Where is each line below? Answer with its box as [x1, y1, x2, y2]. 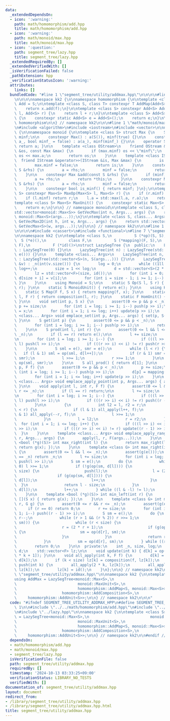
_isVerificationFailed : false [10, 69, 73, 74]
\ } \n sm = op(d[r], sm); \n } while [14, 539, 157, 544]
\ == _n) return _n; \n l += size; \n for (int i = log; [14, 454, 164, 459]
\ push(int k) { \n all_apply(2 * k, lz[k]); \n [14, 563, 130, 568]
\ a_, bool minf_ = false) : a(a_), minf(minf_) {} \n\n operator [14, 139, 162, 144]
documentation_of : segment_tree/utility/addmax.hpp [5, 685, 116, 690]
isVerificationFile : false [10, 656, 67, 662]
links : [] [14, 87, 35, 93]
